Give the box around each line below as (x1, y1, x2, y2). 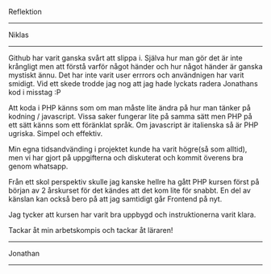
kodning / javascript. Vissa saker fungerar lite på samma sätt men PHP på (8, 112, 252, 121)
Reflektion (8, 7, 43, 16)
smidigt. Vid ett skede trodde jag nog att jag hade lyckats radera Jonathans (8, 79, 258, 88)
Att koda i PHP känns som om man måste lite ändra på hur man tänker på (8, 103, 252, 112)
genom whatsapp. (8, 161, 69, 171)
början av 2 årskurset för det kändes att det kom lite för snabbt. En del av (8, 185, 252, 195)
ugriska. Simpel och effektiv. (8, 129, 103, 138)
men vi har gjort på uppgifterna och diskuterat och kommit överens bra (8, 153, 244, 162)
